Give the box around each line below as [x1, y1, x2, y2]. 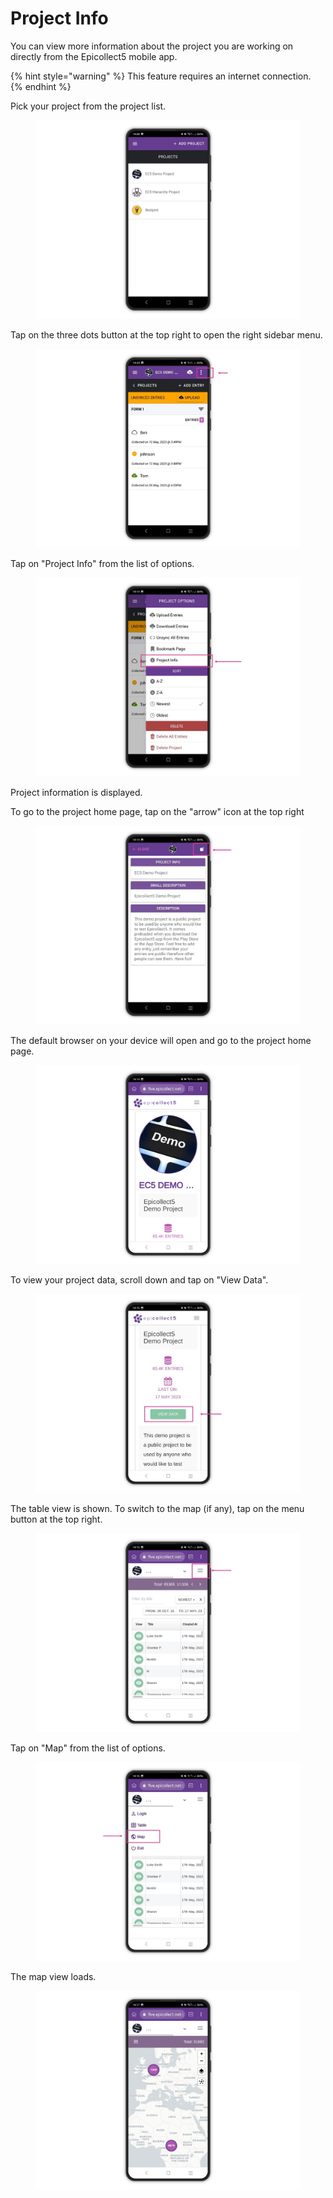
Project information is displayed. [10, 786, 143, 798]
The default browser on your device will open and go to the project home [10, 1034, 312, 1046]
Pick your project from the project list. [10, 100, 167, 112]
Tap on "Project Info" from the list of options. [10, 557, 195, 569]
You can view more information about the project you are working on [10, 40, 294, 52]
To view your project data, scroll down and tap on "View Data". [10, 1273, 269, 1286]
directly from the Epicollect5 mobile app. [10, 50, 178, 62]
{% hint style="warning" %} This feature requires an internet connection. [10, 70, 312, 82]
